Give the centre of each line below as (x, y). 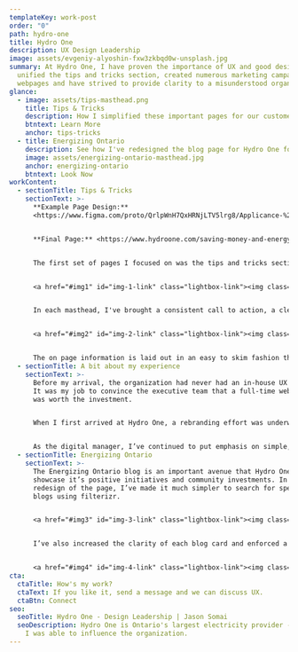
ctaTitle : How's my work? (65, 584)
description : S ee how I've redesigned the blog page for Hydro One (152, 149)
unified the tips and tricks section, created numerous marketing (142, 75)
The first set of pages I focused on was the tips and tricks (150, 263)
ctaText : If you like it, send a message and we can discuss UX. (141, 592)
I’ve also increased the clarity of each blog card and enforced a (160, 544)
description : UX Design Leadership (75, 51)
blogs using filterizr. (77, 496)
